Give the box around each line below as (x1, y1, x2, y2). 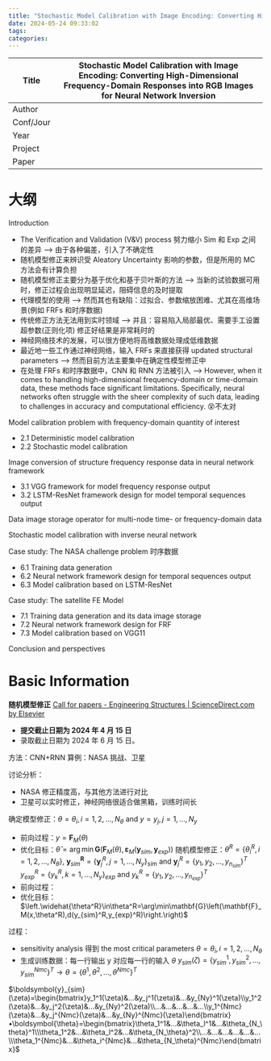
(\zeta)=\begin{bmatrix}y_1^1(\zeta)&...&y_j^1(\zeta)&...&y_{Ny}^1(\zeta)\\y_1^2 (8, 993, 262, 1003)
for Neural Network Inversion (101, 90, 216, 102)
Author (12, 104, 39, 115)
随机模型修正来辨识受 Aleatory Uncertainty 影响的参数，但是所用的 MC (19, 255, 256, 264)
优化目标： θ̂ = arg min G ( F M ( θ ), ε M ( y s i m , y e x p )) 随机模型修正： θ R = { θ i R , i (19, 843, 261, 856)
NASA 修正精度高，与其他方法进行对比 (19, 787, 148, 797)
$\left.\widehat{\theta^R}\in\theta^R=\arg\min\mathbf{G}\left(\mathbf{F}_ (19, 901, 262, 911)
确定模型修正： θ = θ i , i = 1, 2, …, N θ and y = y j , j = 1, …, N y (8, 814, 198, 826)
